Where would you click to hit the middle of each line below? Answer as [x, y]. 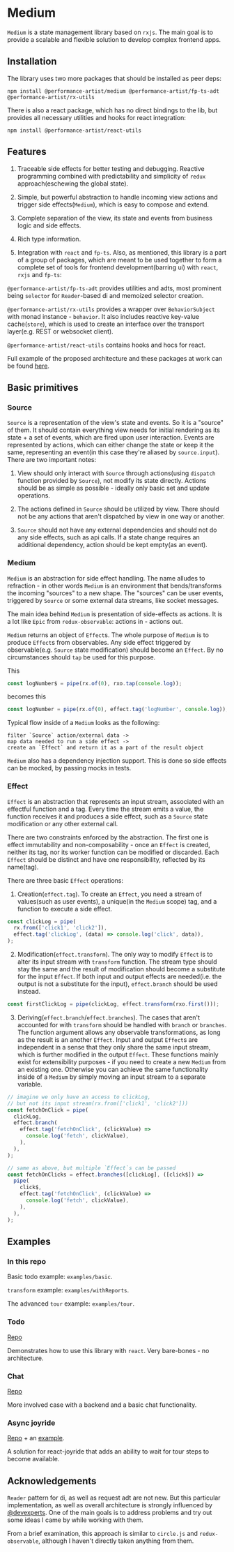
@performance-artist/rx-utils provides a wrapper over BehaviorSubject [111, 309]
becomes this [27, 696]
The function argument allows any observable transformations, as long [119, 1032]
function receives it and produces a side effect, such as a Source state [108, 816]
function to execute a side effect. [65, 909]
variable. [30, 1084]
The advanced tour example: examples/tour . [71, 1304]
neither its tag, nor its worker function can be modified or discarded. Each [113, 852]
